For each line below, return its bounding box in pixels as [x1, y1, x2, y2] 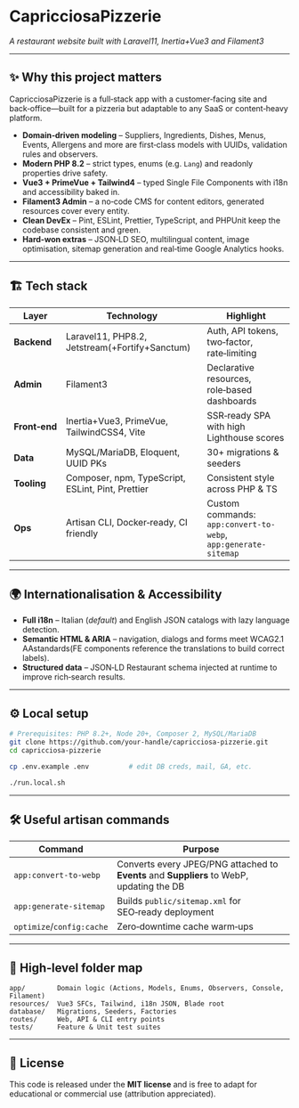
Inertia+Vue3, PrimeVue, [65, 414, 169, 427]
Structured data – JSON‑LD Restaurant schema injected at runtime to [21, 662, 278, 673]
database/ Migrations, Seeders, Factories [9, 1007, 177, 1016]
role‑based [206, 383, 253, 395]
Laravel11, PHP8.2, [65, 330, 148, 342]
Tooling [13, 477, 46, 489]
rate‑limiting [206, 346, 257, 359]
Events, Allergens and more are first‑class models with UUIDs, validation [21, 139, 287, 150]
